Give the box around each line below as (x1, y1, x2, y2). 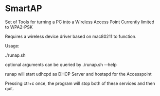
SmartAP (5, 3, 42, 14)
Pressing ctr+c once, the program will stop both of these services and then (5, 80, 156, 86)
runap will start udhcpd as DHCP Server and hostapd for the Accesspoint (5, 71, 152, 77)
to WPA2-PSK (5, 24, 33, 30)
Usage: (5, 43, 19, 48)
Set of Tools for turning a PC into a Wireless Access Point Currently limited (5, 19, 155, 25)
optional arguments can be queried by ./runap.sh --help (5, 62, 117, 67)
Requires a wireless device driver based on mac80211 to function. (5, 33, 137, 39)
